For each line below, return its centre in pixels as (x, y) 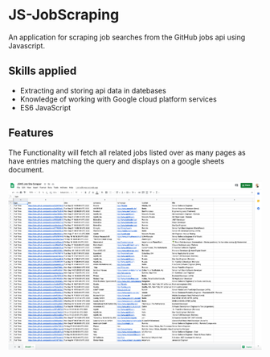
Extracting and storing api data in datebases (93, 90)
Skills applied (43, 71)
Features (31, 133)
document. (26, 169)
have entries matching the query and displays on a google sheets (117, 161)
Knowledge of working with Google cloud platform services (118, 99)
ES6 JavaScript (45, 107)
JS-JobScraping (64, 15)
